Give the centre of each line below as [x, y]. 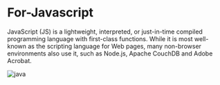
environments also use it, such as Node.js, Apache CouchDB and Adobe [110, 53]
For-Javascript [51, 13]
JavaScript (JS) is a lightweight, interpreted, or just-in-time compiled [105, 32]
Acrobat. [20, 60]
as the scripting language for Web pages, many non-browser [114, 46]
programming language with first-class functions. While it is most [100, 38]
